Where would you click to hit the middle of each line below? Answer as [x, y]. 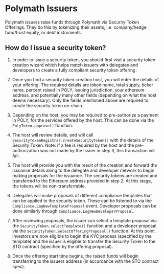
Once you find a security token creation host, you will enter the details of [85, 79]
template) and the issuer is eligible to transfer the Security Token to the [84, 241]
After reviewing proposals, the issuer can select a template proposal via [84, 220]
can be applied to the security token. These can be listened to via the [82, 201]
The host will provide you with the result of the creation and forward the [85, 165]
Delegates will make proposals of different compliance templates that [82, 195]
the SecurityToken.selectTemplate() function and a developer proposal [84, 226]
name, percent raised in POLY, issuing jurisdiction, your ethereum [78, 90]
